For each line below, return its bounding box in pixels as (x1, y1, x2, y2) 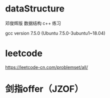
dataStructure (5, 3, 65, 14)
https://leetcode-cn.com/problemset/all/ (5, 64, 88, 70)
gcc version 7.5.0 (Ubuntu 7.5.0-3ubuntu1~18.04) (5, 30, 106, 36)
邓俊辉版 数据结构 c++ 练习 (5, 20, 61, 26)
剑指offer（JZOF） (5, 83, 83, 95)
